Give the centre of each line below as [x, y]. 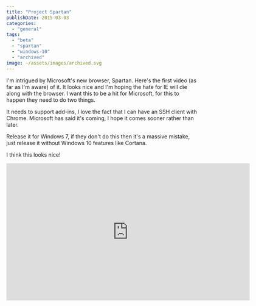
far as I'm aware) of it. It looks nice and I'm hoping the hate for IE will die [97, 87]
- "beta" [23, 40]
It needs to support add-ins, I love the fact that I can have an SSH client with [102, 112]
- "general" [27, 29]
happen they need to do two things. [51, 100]
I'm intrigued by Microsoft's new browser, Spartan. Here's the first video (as [101, 80]
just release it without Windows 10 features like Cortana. [77, 143]
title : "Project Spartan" [39, 12]
